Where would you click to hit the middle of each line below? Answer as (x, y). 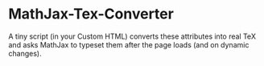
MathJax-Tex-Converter (91, 14)
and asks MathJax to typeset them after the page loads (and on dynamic (129, 44)
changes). (25, 53)
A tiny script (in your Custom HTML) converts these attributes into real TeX (132, 36)
